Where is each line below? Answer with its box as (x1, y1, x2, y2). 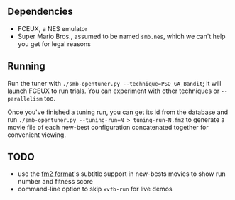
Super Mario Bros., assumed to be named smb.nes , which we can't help (17, 32, 226, 40)
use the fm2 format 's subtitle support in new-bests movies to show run (17, 170, 226, 178)
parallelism (7, 95, 43, 102)
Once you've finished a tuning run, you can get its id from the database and (7, 108, 229, 116)
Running (7, 60, 46, 72)
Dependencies (7, 6, 73, 18)
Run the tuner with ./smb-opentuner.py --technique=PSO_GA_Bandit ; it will (7, 79, 222, 87)
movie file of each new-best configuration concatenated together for (7, 123, 209, 131)
